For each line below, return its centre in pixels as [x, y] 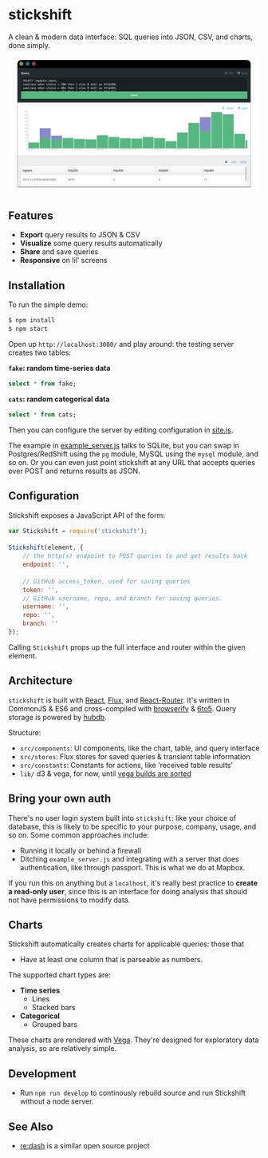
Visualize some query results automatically [91, 243]
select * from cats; [43, 414]
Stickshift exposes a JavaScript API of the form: [87, 515]
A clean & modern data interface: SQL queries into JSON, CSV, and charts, [131, 37]
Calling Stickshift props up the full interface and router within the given [127, 647]
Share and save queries [59, 252]
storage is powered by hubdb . [57, 717]
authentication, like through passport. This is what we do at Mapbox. [132, 867]
